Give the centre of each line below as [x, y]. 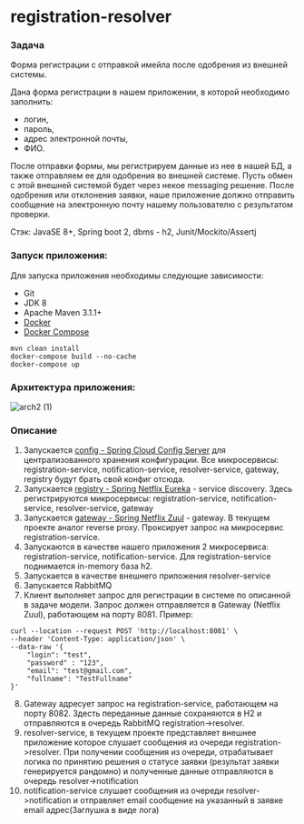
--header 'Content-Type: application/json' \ [98, 639]
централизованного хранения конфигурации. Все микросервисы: [151, 460]
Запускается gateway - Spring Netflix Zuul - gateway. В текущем [147, 518]
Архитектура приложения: [73, 387]
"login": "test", [59, 655]
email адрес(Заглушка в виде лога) [91, 810]
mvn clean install [45, 348]
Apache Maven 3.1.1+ [63, 312]
